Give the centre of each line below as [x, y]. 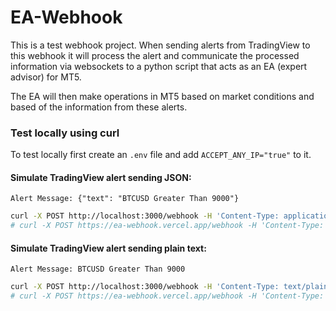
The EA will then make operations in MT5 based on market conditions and [162, 96]
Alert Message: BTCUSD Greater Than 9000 [98, 269]
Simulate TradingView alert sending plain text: [108, 248]
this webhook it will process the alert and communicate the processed [155, 55]
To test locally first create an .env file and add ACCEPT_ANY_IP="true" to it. [161, 155]
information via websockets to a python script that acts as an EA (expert [159, 66]
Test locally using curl [65, 133]
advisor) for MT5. [46, 77]
